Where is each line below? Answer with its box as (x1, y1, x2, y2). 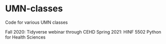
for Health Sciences (5, 34, 46, 40)
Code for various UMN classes (5, 19, 68, 25)
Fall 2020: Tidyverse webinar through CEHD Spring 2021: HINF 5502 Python (5, 29, 162, 35)
